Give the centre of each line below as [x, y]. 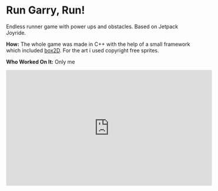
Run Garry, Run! [46, 10]
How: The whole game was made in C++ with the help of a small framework [98, 44]
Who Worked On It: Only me [41, 62]
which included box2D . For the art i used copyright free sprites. [83, 50]
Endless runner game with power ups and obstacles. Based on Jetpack [92, 26]
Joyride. [16, 32]
